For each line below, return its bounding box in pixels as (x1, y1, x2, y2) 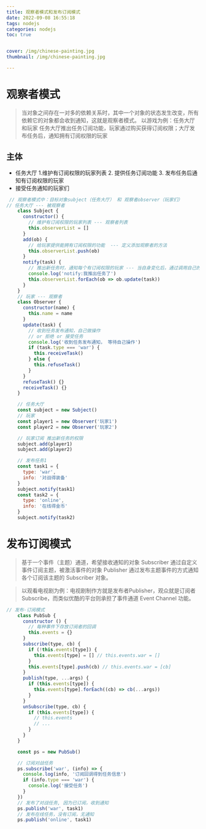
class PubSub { (17, 612, 56, 619)
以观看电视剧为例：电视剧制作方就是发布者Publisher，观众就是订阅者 (21, 586, 196, 594)
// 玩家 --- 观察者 (17, 293, 63, 300)
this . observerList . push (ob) (28, 248, 100, 254)
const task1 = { (17, 463, 59, 469)
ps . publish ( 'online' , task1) (17, 817, 92, 823)
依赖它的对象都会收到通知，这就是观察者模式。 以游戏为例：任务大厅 (21, 116, 195, 124)
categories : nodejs (6, 26, 56, 32)
